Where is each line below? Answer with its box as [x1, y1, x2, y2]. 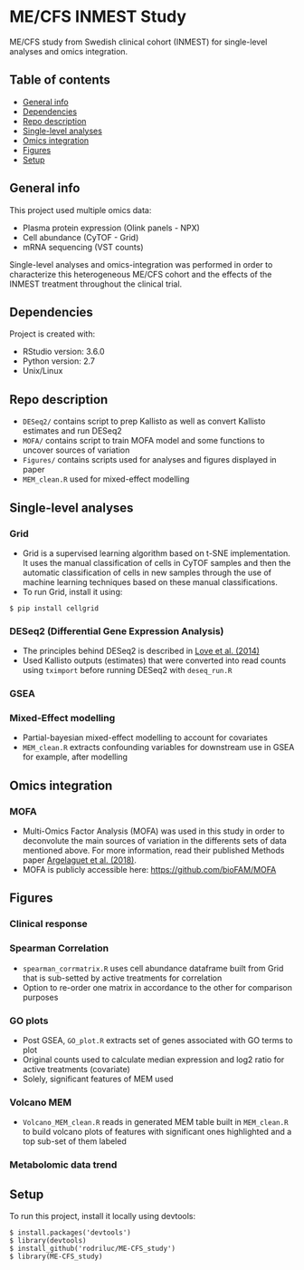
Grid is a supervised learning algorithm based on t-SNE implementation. [22, 547, 291, 559]
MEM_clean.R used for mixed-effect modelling [22, 474, 190, 484]
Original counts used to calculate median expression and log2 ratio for [22, 1054, 285, 1065]
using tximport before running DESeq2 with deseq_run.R [22, 665, 233, 676]
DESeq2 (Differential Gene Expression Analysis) [9, 624, 224, 637]
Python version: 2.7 [22, 356, 96, 366]
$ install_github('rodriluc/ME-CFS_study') [9, 1245, 176, 1254]
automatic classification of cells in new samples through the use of [22, 567, 271, 578]
